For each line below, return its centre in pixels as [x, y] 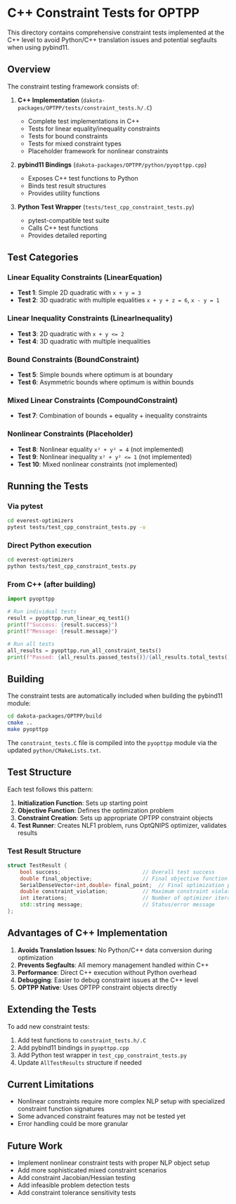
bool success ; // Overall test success [118, 872]
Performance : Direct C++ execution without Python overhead [107, 972]
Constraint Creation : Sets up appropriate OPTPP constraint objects [115, 817]
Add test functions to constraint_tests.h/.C [81, 1040]
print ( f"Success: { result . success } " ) [63, 625]
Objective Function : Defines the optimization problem [96, 810]
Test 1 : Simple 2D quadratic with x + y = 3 [79, 292]
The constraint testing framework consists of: [73, 86]
